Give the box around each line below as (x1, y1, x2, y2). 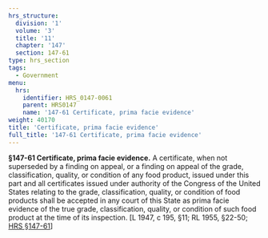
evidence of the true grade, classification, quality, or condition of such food (8, 204, 257, 213)
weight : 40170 (8, 116, 56, 124)
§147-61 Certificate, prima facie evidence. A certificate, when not (8, 153, 228, 163)
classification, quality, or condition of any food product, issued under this (8, 170, 250, 180)
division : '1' (15, 19, 62, 27)
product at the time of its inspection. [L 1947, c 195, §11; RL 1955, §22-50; (8, 212, 248, 222)
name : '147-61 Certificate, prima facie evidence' (22, 109, 195, 117)
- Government (15, 71, 59, 79)
